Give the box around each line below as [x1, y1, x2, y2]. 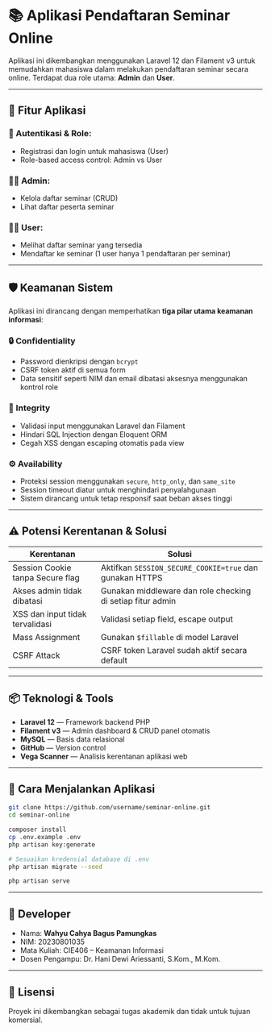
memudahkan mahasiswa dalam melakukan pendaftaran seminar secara [8, 64, 248, 73]
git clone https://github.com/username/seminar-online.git [8, 804, 211, 812]
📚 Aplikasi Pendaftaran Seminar [8, 6, 231, 25]
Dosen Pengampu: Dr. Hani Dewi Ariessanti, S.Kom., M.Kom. [19, 954, 221, 964]
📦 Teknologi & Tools [8, 692, 115, 705]
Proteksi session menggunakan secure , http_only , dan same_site [19, 476, 236, 486]
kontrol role [19, 382, 59, 392]
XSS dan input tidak [12, 608, 87, 619]
